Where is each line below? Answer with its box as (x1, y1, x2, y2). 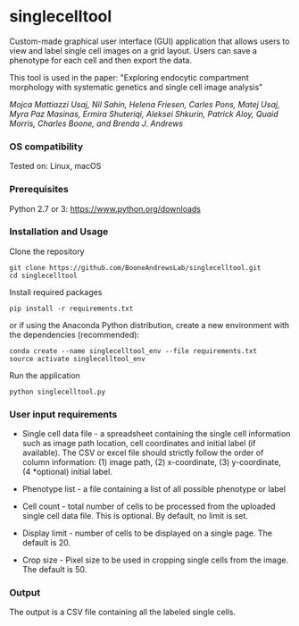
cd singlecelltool (9, 271, 78, 280)
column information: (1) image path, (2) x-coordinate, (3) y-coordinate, (21, 457, 281, 468)
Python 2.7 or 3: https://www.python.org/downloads (9, 203, 202, 214)
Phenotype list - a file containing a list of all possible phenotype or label (21, 484, 287, 495)
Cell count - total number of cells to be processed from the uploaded (21, 501, 276, 512)
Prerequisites (9, 183, 69, 196)
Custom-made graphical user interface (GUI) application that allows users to (9, 36, 290, 47)
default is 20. (21, 537, 71, 548)
